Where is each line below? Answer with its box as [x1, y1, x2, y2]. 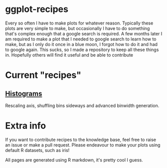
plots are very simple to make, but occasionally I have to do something [5, 25, 150, 31]
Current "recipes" [5, 69, 81, 81]
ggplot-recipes [5, 3, 69, 15]
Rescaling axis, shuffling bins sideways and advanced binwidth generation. [5, 102, 160, 108]
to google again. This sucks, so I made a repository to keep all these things [5, 46, 159, 52]
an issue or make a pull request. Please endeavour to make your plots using [5, 141, 161, 148]
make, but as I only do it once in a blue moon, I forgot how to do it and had [5, 41, 158, 47]
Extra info [5, 120, 46, 131]
